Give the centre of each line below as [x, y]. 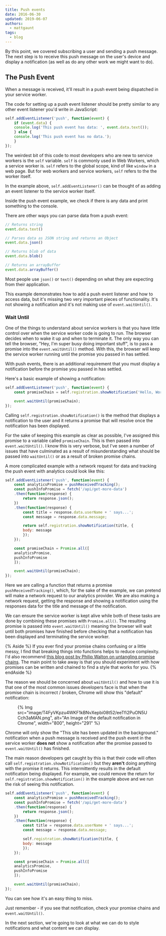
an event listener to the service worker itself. [50, 191]
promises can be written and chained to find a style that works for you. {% [81, 667]
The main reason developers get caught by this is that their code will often [81, 758]
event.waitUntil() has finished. [38, 748]
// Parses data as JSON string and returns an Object [62, 238]
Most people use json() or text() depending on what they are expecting [79, 279]
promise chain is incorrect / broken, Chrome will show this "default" [74, 692]
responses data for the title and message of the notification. [66, 606]
